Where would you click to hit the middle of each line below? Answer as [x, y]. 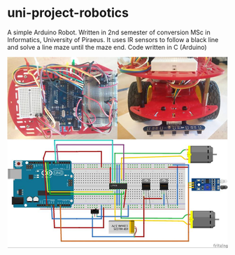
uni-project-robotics [68, 13]
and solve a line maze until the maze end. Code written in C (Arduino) [107, 47]
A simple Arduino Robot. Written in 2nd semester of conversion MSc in [109, 32]
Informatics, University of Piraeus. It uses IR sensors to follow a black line [113, 39]
